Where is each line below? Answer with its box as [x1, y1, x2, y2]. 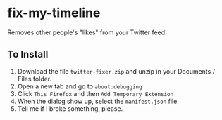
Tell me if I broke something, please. [17, 104, 123, 113]
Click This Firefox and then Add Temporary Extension [17, 89, 174, 98]
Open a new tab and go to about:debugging [17, 82, 142, 91]
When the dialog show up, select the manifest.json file [17, 97, 178, 105]
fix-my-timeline [7, 5, 101, 21]
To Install [7, 48, 49, 60]
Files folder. [17, 74, 52, 83]
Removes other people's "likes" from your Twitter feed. [7, 28, 167, 36]
